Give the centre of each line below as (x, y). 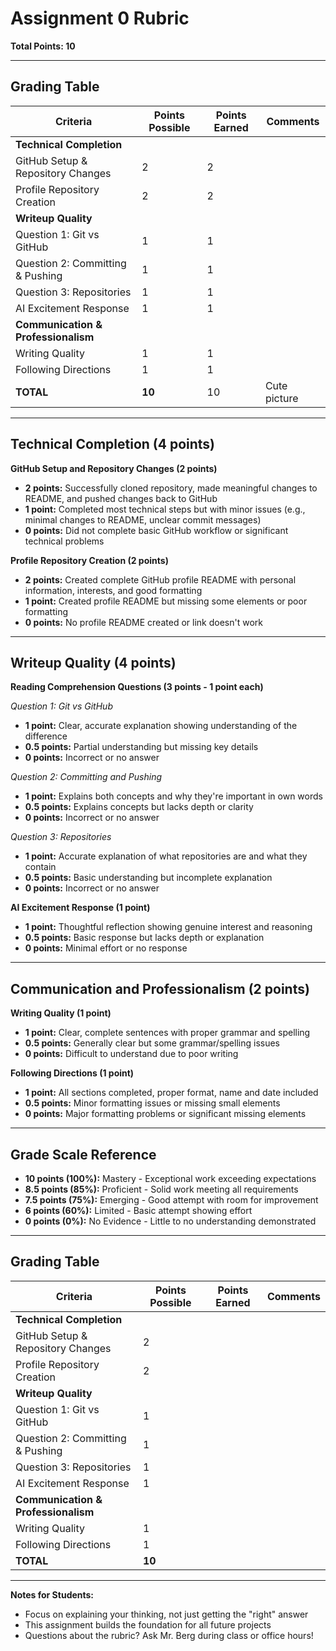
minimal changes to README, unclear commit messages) (143, 519)
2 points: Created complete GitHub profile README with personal (160, 579)
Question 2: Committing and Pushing (86, 777)
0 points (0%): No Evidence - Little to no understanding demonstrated (170, 1221)
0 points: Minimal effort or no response (106, 948)
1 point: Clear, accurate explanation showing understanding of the (161, 726)
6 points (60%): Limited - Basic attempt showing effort (138, 1210)
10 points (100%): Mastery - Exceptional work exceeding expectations (170, 1178)
